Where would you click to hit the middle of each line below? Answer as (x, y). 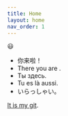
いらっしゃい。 (39, 92)
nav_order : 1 (26, 26)
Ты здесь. (32, 76)
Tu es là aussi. (38, 83)
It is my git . (23, 106)
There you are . (39, 68)
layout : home (26, 20)
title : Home (24, 14)
